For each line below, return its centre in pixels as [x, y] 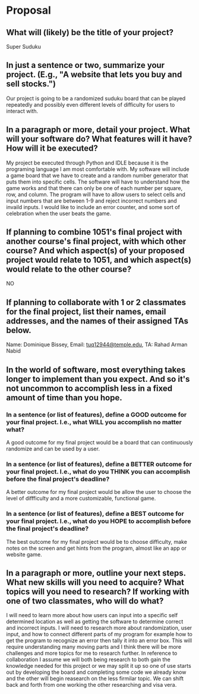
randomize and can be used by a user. [53, 449]
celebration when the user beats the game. [59, 213]
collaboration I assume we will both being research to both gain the [88, 659]
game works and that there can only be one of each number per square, [94, 188]
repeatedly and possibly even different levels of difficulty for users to [91, 104]
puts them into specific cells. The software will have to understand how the [98, 182]
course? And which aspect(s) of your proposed [95, 251]
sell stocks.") [31, 84]
